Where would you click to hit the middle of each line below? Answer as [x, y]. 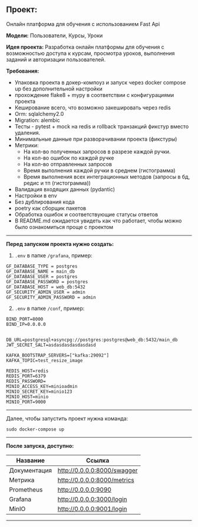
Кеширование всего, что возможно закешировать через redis [93, 107]
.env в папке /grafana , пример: [53, 255]
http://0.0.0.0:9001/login [92, 509]
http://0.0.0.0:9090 [85, 489]
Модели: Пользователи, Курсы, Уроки [55, 35]
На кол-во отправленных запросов [67, 164]
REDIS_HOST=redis [27, 371]
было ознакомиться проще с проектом [64, 227]
